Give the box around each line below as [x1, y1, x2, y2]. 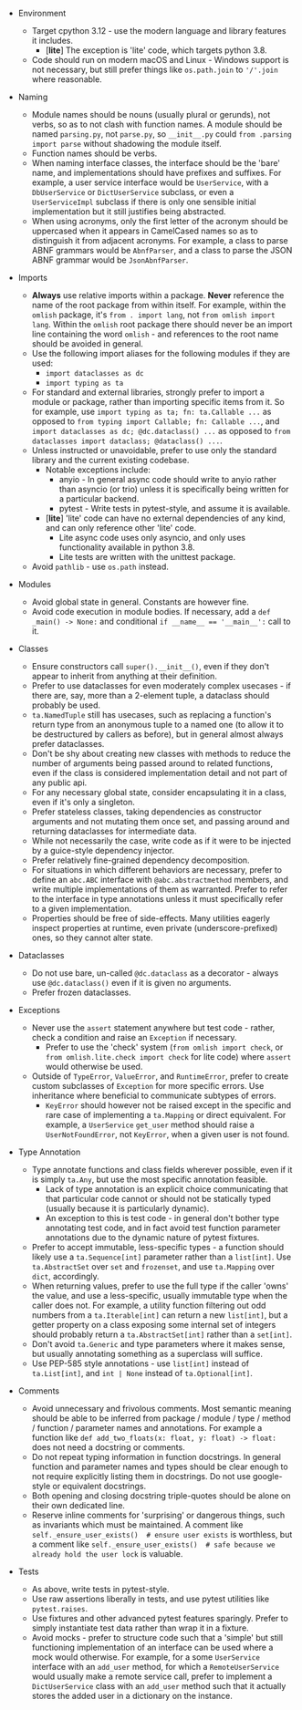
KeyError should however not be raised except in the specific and [45, 1100, 292, 1111]
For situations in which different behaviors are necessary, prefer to [31, 865, 283, 875]
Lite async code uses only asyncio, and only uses [58, 533, 246, 543]
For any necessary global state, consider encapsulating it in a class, [31, 787, 287, 797]
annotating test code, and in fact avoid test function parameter [45, 1222, 281, 1233]
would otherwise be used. [45, 1062, 143, 1072]
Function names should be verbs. [31, 148, 158, 159]
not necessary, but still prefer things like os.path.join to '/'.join [31, 64, 278, 75]
